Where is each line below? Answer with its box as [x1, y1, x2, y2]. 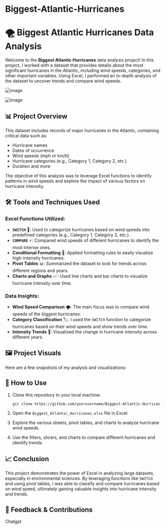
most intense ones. [12, 244, 51, 250]
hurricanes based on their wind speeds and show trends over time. [12, 324, 149, 330]
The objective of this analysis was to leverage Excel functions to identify [5, 172, 152, 178]
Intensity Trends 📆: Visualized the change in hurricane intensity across [12, 329, 157, 334]
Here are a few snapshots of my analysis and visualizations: [5, 364, 127, 370]
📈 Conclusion [5, 455, 49, 463]
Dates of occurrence [12, 147, 54, 153]
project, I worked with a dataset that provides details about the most [5, 63, 144, 68]
